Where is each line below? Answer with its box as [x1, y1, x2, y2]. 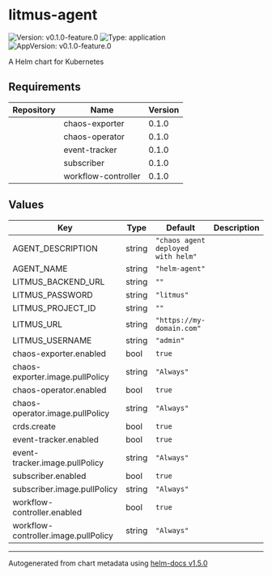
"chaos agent [155, 235, 206, 244]
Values [8, 198, 45, 212]
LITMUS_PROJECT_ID [12, 302, 96, 313]
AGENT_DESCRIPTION [12, 243, 99, 254]
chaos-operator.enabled [12, 384, 107, 396]
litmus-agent [8, 6, 98, 24]
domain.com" [155, 324, 202, 332]
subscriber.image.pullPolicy [12, 483, 118, 494]
